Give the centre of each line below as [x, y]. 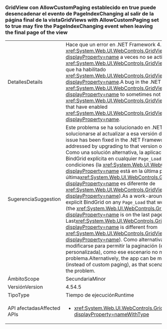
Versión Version [25, 287]
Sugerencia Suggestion [34, 199]
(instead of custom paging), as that [106, 265]
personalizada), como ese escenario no [112, 252]
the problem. [80, 271]
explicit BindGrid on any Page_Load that [110, 202]
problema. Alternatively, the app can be [111, 258]
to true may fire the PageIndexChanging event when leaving [79, 26]
